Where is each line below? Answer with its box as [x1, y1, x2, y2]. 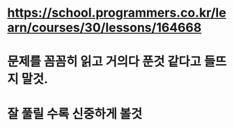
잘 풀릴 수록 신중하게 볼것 [7, 106, 143, 121]
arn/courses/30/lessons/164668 [7, 20, 202, 36]
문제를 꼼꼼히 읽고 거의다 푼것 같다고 [7, 54, 202, 70]
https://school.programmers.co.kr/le [7, 5, 226, 21]
